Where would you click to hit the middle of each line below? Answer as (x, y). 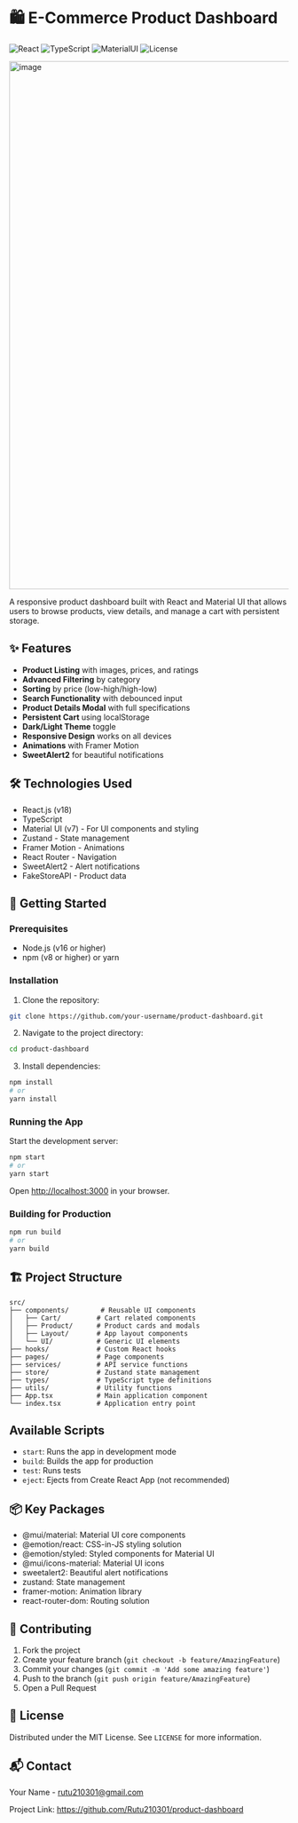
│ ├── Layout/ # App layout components (99, 1333)
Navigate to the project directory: (82, 1033)
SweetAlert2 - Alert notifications (81, 866)
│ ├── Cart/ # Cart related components (103, 1318)
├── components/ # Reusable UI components (103, 1310)
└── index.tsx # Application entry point (103, 1403)
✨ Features (40, 648)
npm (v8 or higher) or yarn (71, 958)
